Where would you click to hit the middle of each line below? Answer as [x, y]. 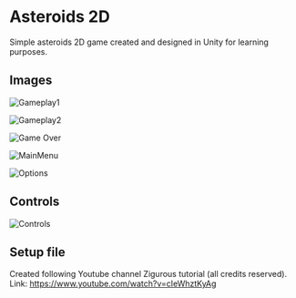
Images [31, 81]
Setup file [37, 252]
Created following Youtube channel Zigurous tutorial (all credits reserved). [148, 274]
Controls [35, 202]
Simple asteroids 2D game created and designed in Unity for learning [139, 42]
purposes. [29, 51]
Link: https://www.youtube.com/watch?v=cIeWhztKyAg [113, 283]
